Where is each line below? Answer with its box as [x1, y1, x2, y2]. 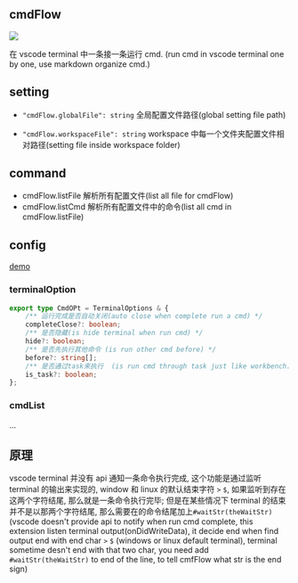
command [9, 166, 67, 181]
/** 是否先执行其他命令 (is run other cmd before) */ [25, 345, 216, 354]
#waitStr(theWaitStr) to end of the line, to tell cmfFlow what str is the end [9, 554, 282, 565]
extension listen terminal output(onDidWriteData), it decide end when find [9, 526, 279, 537]
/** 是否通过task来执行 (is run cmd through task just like [25, 361, 247, 371]
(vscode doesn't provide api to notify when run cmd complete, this [9, 516, 254, 527]
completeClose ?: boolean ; [25, 320, 122, 329]
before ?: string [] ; [25, 353, 98, 362]
